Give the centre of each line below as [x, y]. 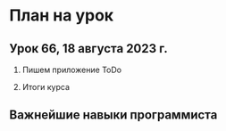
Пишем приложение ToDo [72, 70]
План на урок [62, 16]
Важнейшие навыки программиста [113, 115]
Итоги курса [46, 87]
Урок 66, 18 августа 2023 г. [88, 49]
